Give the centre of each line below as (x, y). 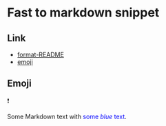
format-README (40, 54)
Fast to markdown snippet (83, 13)
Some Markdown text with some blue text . (67, 116)
